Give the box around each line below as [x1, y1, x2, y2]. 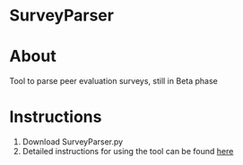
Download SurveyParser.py [22, 136, 124, 147]
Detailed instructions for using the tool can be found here [22, 146, 234, 157]
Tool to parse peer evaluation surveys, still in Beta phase [9, 76, 218, 87]
